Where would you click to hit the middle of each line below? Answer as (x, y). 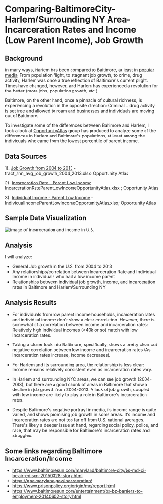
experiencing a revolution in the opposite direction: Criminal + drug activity (80, 105)
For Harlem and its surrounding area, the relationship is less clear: (78, 365)
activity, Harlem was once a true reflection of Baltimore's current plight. (77, 80)
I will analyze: (19, 257)
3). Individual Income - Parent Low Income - (49, 197)
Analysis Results (31, 303)
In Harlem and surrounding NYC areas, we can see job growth (74, 379)
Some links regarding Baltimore (54, 451)
